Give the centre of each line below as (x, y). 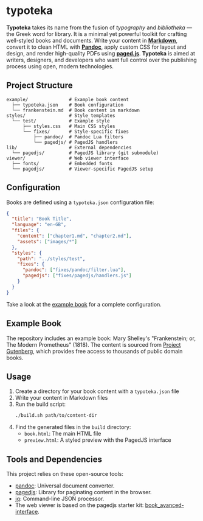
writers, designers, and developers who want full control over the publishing (102, 60)
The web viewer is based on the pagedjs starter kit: (79, 505)
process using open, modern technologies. (60, 66)
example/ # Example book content (68, 99)
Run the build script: (40, 404)
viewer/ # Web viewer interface (68, 158)
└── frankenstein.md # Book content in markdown (76, 110)
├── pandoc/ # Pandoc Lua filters (78, 137)
